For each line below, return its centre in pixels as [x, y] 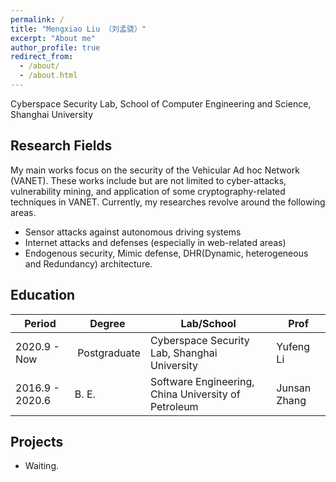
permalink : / [37, 19]
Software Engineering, [202, 381]
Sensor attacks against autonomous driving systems [133, 232]
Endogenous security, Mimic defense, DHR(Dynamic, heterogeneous [166, 253]
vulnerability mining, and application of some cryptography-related [148, 191]
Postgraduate [109, 353]
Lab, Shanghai [183, 353]
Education [43, 295]
